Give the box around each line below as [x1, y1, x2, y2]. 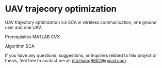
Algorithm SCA [5, 43, 35, 49]
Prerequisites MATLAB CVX [5, 34, 60, 40]
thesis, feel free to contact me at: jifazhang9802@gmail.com [5, 57, 126, 63]
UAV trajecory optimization [5, 3, 117, 14]
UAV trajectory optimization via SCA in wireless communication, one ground [5, 19, 157, 25]
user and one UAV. [5, 24, 42, 30]
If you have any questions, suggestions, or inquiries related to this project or [5, 52, 157, 58]
